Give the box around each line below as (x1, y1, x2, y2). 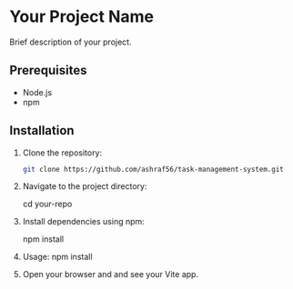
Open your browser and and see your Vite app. (22, 269, 198, 280)
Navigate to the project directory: (22, 181, 147, 192)
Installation (9, 123, 75, 138)
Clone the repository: (22, 147, 103, 158)
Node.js (22, 86, 53, 97)
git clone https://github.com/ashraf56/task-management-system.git (22, 164, 284, 174)
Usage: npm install (22, 252, 93, 263)
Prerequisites (9, 63, 87, 78)
